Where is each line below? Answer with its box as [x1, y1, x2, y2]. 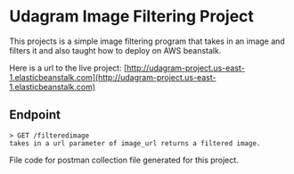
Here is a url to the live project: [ [9, 62, 127, 73]
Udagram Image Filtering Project [9, 6, 254, 27]
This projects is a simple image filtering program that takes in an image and [9, 36, 285, 46]
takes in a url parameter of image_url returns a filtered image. [9, 138, 261, 148]
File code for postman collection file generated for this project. [9, 154, 239, 165]
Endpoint [9, 107, 61, 122]
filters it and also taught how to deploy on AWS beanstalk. [9, 45, 222, 55]
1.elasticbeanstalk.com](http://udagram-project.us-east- [9, 71, 216, 82]
